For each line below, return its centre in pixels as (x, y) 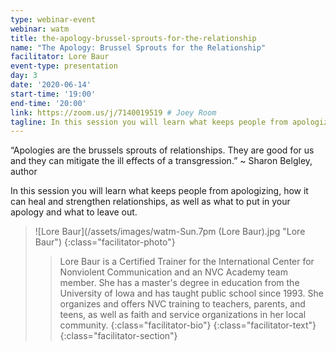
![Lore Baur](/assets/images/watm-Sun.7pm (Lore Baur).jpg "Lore (170, 232)
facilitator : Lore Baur (60, 57)
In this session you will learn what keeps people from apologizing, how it (159, 191)
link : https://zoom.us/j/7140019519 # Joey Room (113, 112)
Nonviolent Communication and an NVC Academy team (173, 272)
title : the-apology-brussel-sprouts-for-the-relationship (133, 38)
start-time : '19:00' (53, 94)
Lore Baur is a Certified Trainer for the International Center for (187, 262)
